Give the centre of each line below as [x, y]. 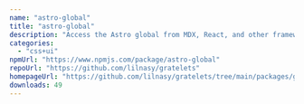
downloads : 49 [36, 85]
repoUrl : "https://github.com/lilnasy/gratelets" [105, 69]
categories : [32, 43]
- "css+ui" [38, 52]
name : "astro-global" [50, 18]
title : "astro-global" [52, 26]
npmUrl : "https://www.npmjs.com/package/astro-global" [115, 60]
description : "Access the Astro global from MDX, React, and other [139, 34]
